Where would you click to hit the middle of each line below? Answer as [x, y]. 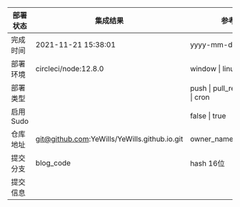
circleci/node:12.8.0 [70, 69]
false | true [208, 116]
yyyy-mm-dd [214, 44]
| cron [200, 97]
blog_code [53, 163]
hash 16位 [207, 163]
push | [201, 88]
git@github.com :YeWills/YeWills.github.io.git [109, 139]
